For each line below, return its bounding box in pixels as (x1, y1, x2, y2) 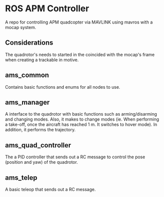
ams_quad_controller (5, 141, 71, 149)
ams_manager (5, 98, 50, 106)
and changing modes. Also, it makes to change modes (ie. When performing (5, 116, 160, 123)
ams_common (5, 71, 49, 79)
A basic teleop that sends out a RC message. (5, 187, 96, 192)
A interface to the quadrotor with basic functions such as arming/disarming (5, 111, 157, 117)
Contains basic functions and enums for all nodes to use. (5, 84, 120, 90)
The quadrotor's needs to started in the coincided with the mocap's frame (5, 51, 155, 57)
